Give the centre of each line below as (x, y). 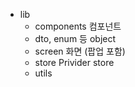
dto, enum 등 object (75, 38)
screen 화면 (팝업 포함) (80, 51)
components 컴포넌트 (78, 26)
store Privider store (74, 62)
